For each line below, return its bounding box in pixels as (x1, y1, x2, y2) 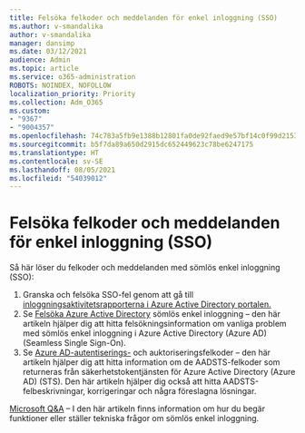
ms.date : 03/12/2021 (9, 47, 88, 56)
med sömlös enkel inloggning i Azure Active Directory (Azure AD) (22, 328, 268, 339)
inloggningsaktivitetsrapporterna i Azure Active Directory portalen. (22, 299, 271, 310)
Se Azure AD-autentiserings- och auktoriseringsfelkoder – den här (22, 347, 271, 359)
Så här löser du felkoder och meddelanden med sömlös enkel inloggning (9, 262, 280, 273)
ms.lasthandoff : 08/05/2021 (9, 165, 116, 174)
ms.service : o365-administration (9, 73, 136, 82)
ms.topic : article (9, 64, 79, 74)
